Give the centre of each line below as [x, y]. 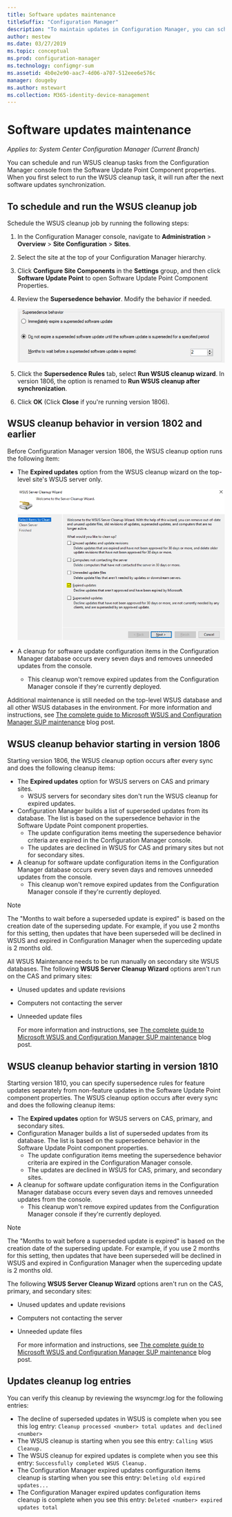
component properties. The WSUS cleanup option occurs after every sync [113, 1098]
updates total [37, 1507]
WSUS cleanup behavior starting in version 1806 [114, 744]
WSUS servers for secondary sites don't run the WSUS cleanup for [123, 796]
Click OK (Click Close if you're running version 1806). [93, 402]
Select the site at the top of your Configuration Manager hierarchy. [112, 257]
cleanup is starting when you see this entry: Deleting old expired [111, 1478]
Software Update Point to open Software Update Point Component [113, 278]
